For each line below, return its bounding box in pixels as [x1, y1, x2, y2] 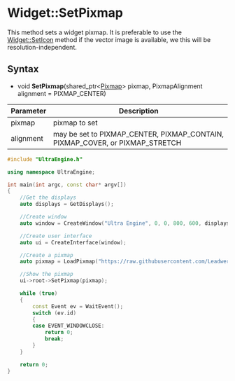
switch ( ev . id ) [32, 310, 77, 317]
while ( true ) [20, 290, 58, 297]
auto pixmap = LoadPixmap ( [20, 258, 99, 265]
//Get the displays [20, 194, 77, 201]
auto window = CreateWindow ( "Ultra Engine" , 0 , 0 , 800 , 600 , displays [20, 219, 230, 227]
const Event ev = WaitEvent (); [32, 303, 124, 310]
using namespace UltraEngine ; [7, 168, 96, 176]
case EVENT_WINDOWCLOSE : [32, 322, 105, 330]
